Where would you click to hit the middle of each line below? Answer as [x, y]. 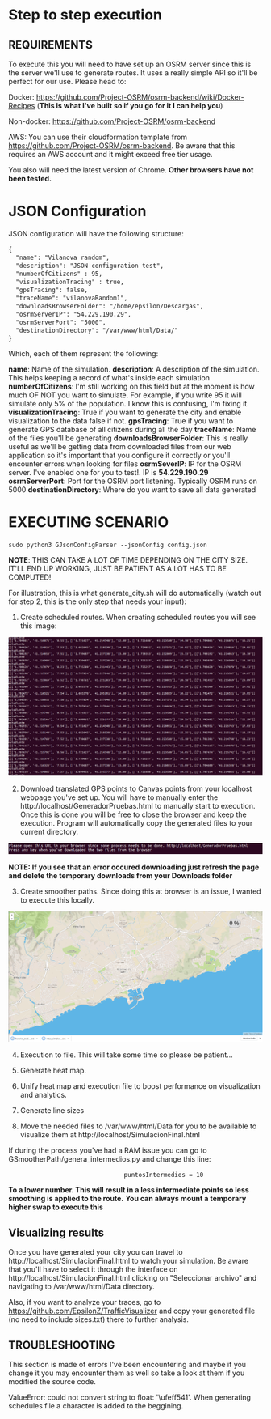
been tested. [30, 178]
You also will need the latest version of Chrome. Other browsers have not [131, 170]
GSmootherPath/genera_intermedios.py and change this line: [110, 1159]
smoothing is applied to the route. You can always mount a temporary [127, 1199]
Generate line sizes [52, 1111]
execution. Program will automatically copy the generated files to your [136, 823]
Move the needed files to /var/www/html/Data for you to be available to [138, 1126]
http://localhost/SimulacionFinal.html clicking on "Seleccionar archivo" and [132, 1278]
